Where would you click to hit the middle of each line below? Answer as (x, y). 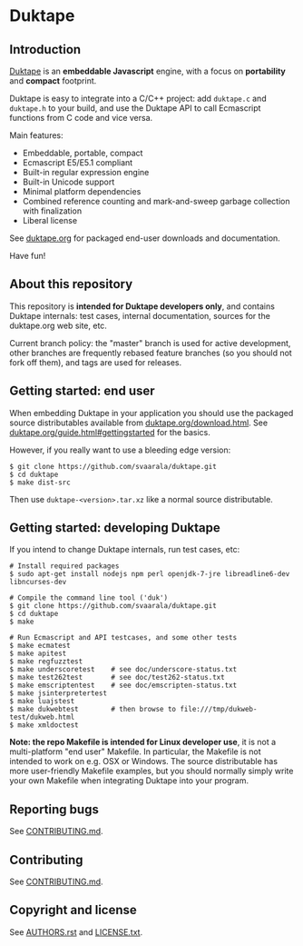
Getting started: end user (83, 391)
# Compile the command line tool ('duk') (89, 598)
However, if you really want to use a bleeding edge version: (120, 450)
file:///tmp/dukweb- (219, 710)
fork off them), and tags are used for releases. (96, 362)
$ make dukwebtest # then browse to (93, 710)
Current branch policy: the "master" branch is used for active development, (150, 343)
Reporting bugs (54, 809)
